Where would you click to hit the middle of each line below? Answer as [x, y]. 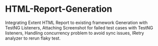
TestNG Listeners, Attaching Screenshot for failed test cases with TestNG [79, 27]
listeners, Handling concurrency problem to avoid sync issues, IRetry [75, 33]
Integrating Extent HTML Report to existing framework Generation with [77, 23]
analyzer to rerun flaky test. [33, 38]
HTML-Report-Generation [59, 9]
